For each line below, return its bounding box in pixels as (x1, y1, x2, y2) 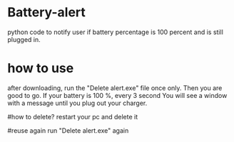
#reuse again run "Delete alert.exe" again (7, 126, 129, 135)
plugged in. (7, 35, 41, 43)
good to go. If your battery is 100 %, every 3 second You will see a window (7, 91, 228, 99)
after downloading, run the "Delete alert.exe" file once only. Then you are (7, 83, 223, 92)
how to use (7, 60, 74, 77)
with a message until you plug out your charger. (7, 99, 148, 107)
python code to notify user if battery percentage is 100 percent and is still (7, 28, 223, 36)
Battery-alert (7, 4, 86, 21)
